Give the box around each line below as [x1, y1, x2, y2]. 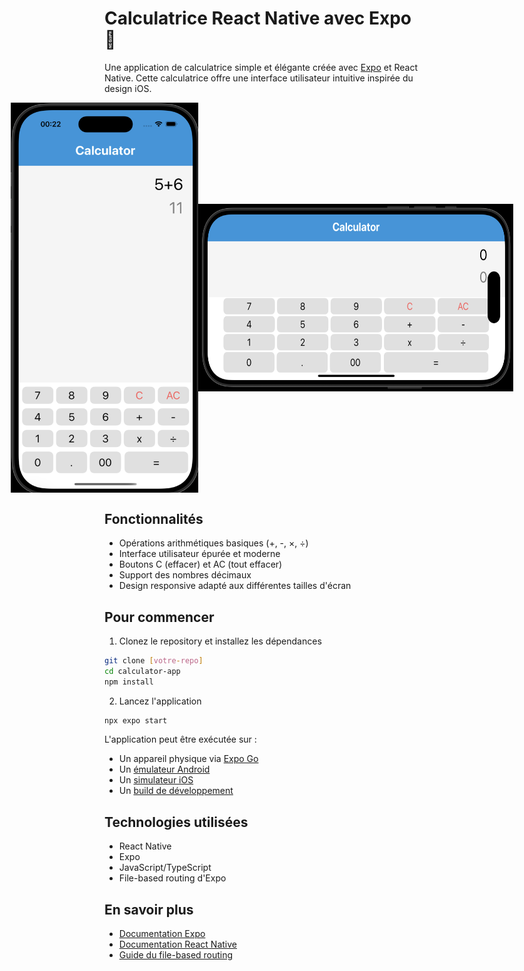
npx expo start [104, 715, 168, 726]
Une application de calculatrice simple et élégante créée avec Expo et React [104, 61, 418, 73]
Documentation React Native [118, 938, 237, 951]
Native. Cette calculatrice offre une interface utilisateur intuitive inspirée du [104, 72, 414, 84]
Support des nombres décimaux [118, 569, 252, 581]
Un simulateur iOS [118, 774, 194, 786]
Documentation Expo [118, 928, 206, 940]
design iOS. [104, 82, 152, 94]
